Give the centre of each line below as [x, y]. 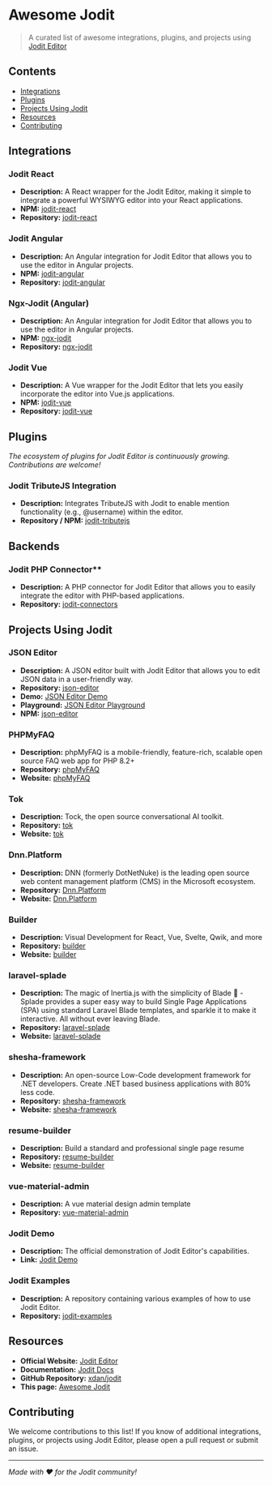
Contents [32, 72]
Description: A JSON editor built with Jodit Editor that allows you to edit [140, 670]
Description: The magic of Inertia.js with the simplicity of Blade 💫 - [132, 993]
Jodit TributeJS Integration [62, 486]
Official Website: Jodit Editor [69, 1361]
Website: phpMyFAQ [55, 778]
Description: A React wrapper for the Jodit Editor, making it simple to [136, 191]
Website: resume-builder [62, 1165]
